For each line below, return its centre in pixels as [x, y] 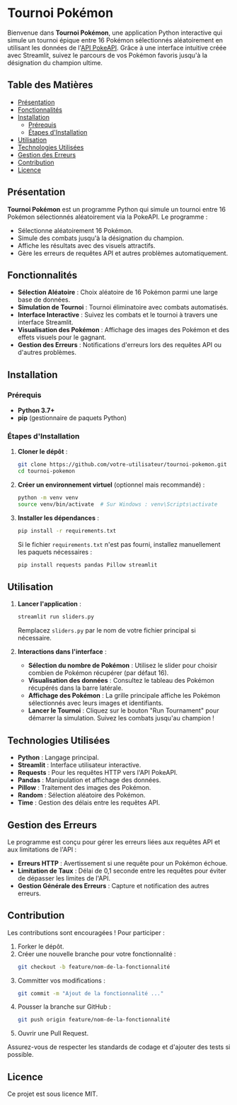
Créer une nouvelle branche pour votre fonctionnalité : [97, 953]
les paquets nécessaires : [55, 552]
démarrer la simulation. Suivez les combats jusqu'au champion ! [121, 718]
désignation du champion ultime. [55, 62]
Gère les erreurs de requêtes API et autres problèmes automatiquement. [123, 253]
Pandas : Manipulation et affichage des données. [89, 780]
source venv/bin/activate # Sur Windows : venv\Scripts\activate [117, 504]
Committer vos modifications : [62, 980]
